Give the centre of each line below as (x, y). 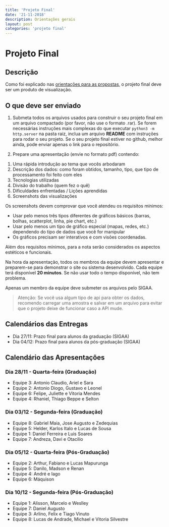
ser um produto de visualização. (39, 90)
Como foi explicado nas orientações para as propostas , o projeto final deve (83, 84)
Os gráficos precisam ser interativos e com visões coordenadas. (79, 237)
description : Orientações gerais (40, 19)
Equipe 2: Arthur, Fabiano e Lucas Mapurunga (60, 463)
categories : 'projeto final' (36, 29)
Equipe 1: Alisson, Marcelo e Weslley (50, 503)
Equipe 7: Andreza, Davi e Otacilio (48, 439)
